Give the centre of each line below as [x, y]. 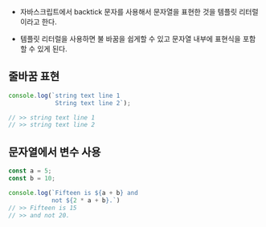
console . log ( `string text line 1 [64, 95]
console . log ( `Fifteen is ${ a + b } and [73, 193]
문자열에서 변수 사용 [55, 152]
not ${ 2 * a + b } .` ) [86, 200]
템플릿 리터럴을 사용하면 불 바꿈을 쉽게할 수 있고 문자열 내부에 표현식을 [130, 39]
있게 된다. [52, 49]
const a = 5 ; [30, 171]
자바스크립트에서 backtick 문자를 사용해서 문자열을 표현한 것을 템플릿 [129, 12]
